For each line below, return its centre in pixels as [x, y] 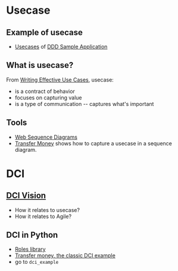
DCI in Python [32, 235]
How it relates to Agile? [43, 216]
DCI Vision [26, 196]
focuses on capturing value [48, 97]
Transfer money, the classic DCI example [65, 256]
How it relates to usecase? [47, 210]
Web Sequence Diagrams [46, 137]
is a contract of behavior [45, 91]
